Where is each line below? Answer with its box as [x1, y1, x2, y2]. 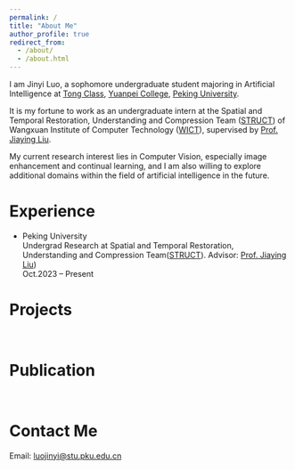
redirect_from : [9, 37, 66, 47]
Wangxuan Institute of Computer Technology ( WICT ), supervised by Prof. [9, 125, 279, 134]
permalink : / [9, 12, 58, 22]
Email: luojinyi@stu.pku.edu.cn [9, 450, 122, 461]
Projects [9, 300, 73, 320]
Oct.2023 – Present [21, 268, 94, 279]
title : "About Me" [9, 21, 78, 30]
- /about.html [17, 54, 70, 63]
